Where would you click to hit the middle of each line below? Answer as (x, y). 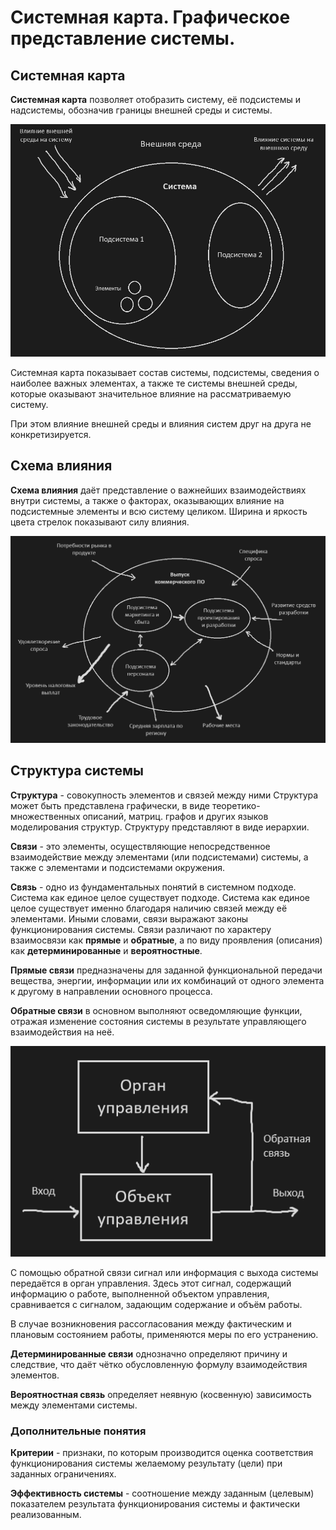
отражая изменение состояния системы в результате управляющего (158, 1021)
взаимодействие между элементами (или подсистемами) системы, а (159, 857)
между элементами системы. (74, 1405)
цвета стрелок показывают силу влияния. (100, 522)
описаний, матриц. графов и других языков (175, 816)
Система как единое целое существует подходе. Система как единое (160, 897)
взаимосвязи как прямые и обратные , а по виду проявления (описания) (166, 940)
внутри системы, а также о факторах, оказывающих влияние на (147, 500)
